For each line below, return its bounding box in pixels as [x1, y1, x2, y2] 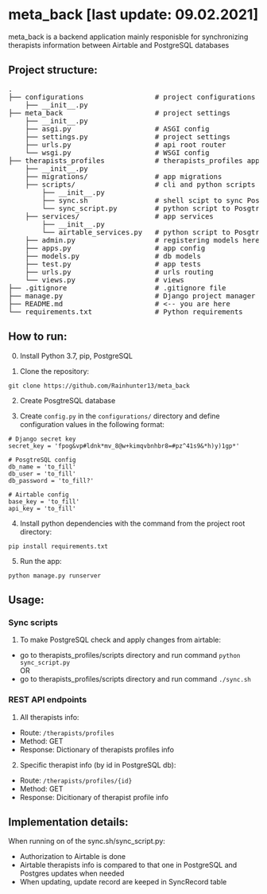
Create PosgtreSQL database [19, 395, 116, 405]
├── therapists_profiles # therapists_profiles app [8, 156, 260, 165]
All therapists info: [19, 712, 79, 721]
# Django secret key [8, 435, 77, 443]
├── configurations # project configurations [8, 92, 256, 101]
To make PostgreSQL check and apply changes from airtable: [19, 635, 221, 645]
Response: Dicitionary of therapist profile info [19, 792, 169, 802]
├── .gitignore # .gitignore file [8, 283, 226, 292]
